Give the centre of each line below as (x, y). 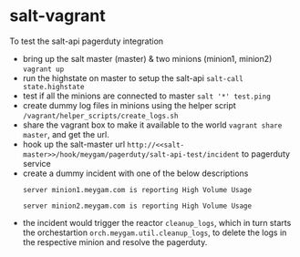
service (37, 163)
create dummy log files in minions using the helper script (129, 105)
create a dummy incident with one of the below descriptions (135, 173)
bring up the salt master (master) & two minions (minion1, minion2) (147, 58)
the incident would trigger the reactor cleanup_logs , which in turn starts (157, 222)
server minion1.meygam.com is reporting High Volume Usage (137, 190)
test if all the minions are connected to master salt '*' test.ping (146, 96)
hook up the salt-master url (74, 144)
